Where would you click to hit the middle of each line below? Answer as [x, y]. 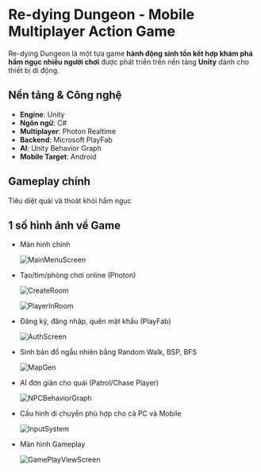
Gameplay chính [50, 181]
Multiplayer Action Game [92, 31]
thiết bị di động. [34, 70]
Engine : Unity [42, 114]
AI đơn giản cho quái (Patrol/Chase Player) [89, 383]
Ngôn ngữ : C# [43, 123]
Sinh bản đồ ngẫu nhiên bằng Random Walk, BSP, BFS [108, 352]
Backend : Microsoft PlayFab [66, 140]
